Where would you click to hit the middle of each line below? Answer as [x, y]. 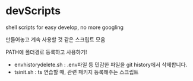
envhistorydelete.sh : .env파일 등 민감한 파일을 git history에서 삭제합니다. [101, 64]
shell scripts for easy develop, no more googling [65, 27]
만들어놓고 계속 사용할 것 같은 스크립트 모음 [56, 39]
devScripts [33, 11]
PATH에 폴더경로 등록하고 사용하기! [46, 52]
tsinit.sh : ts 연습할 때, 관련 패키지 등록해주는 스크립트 [76, 72]
